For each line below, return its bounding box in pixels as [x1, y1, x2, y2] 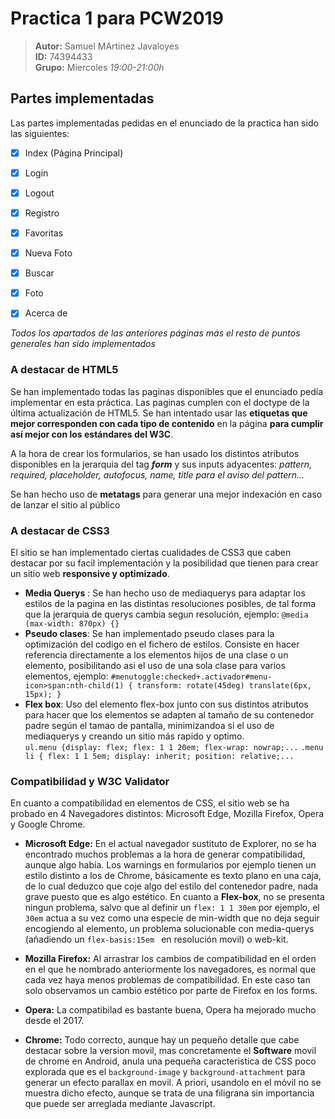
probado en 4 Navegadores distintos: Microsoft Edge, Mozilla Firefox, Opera [10, 808, 325, 820]
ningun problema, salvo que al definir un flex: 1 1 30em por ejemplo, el [24, 902, 320, 914]
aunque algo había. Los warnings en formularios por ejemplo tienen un [24, 859, 317, 871]
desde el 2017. [24, 1015, 85, 1027]
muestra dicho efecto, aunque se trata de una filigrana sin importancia [24, 1087, 315, 1099]
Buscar [24, 267, 55, 279]
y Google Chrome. [10, 818, 86, 831]
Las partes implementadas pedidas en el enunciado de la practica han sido [10, 117, 319, 129]
